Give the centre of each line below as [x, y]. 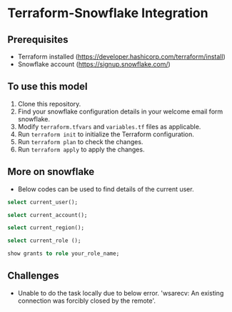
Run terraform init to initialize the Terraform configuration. [106, 134]
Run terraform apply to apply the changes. [81, 149]
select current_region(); [46, 228]
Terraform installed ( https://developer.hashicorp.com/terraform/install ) [122, 56]
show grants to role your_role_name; [64, 254]
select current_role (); [44, 241]
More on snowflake [51, 172]
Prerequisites [38, 40]
